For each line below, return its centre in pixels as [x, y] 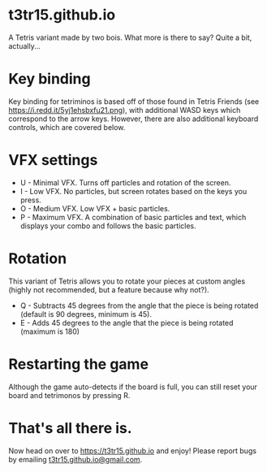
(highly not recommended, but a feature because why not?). [109, 289]
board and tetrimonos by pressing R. [69, 395]
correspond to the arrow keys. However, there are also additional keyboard [133, 119]
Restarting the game [78, 364]
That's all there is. [70, 428]
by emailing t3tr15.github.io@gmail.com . [75, 459]
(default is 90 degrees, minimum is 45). [86, 314]
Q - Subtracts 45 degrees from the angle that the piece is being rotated [139, 305]
